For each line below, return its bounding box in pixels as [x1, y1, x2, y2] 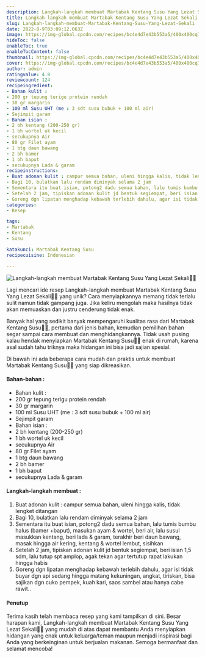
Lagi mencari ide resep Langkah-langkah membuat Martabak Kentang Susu [6, 286, 196, 293]
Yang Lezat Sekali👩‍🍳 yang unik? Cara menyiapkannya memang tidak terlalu [6, 292, 196, 300]
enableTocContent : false [6, 49, 70, 55]
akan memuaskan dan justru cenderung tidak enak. [6, 306, 135, 313]
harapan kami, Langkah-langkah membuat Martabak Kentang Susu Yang [6, 619, 189, 626]
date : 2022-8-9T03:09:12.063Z [6, 26, 84, 32]
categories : [6, 202, 37, 208]
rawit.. [15, 585, 32, 592]
